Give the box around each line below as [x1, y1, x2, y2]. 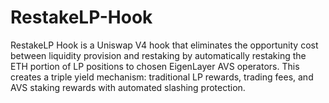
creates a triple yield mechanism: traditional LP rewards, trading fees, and [10, 71, 314, 83]
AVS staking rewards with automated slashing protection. [10, 81, 246, 93]
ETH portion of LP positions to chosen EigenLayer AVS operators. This [10, 60, 300, 72]
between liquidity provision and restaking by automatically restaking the [10, 49, 307, 61]
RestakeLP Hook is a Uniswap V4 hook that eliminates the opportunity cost [10, 39, 319, 51]
